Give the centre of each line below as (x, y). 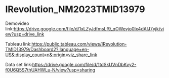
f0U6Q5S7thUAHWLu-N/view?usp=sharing (50, 70)
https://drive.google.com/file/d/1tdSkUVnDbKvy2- (84, 64)
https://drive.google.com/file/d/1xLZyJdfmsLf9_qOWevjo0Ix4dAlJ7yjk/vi (89, 28)
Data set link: (19, 64)
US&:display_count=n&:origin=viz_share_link (51, 55)
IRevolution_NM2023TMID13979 (75, 9)
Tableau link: (18, 44)
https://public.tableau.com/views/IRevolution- (79, 44)
